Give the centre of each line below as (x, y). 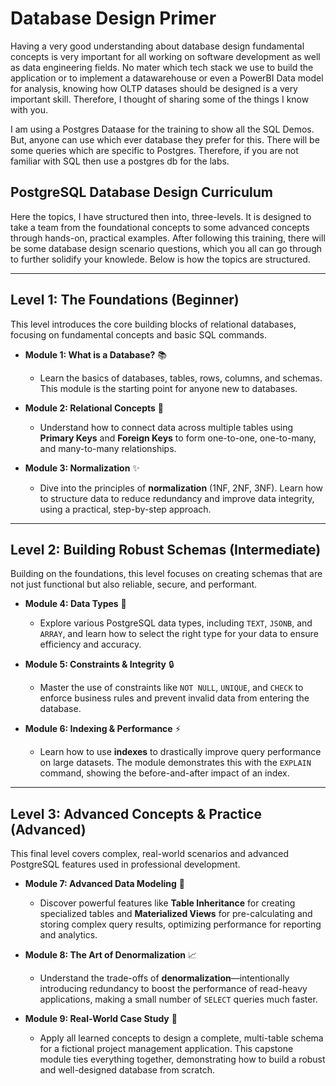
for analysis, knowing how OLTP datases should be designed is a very (154, 88)
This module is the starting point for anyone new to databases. (168, 388)
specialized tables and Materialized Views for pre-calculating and (176, 914)
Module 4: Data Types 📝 (75, 604)
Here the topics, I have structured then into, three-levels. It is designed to (161, 216)
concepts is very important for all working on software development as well (165, 56)
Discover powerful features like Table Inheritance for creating (167, 903)
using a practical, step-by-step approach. (125, 509)
